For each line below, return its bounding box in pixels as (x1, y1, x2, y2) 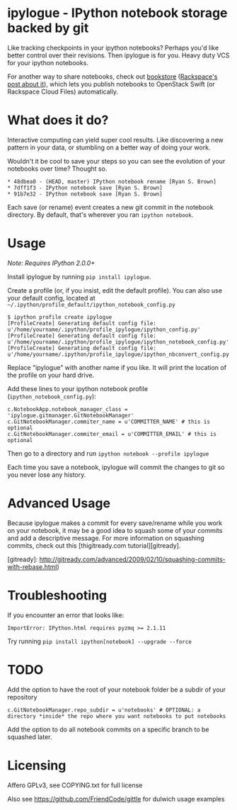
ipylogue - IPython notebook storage (7, 5, 228, 21)
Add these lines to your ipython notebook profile (7, 384, 149, 393)
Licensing (7, 757, 67, 773)
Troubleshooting (7, 587, 108, 603)
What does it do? (7, 112, 109, 128)
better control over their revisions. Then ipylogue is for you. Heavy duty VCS (7, 51, 230, 60)
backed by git (7, 20, 89, 36)
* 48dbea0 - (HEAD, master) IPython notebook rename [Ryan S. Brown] (7, 178, 217, 185)
